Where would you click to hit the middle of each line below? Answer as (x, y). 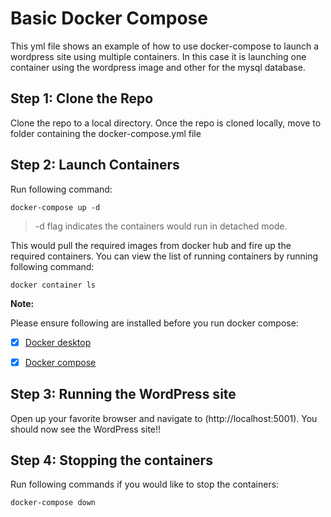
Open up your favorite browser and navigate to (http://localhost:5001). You (164, 418)
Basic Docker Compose (109, 18)
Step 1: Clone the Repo (82, 98)
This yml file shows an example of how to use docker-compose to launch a (165, 46)
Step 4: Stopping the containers (111, 460)
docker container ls (53, 285)
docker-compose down (53, 503)
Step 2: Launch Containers (95, 165)
